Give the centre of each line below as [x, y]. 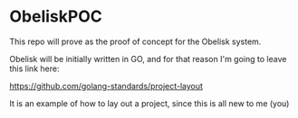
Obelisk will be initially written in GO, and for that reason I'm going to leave [148, 59]
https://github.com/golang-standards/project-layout [106, 86]
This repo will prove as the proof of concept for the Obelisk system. [135, 41]
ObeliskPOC [56, 17]
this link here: [34, 68]
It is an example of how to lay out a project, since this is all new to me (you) [149, 103]
